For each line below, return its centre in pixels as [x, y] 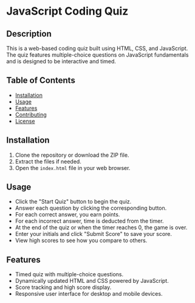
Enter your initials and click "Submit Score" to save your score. [93, 234]
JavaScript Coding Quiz [67, 11]
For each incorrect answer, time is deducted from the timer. [89, 221]
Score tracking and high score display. [63, 287]
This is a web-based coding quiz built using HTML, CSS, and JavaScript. [97, 48]
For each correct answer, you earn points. [67, 215]
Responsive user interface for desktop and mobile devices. [89, 294]
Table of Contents [41, 80]
